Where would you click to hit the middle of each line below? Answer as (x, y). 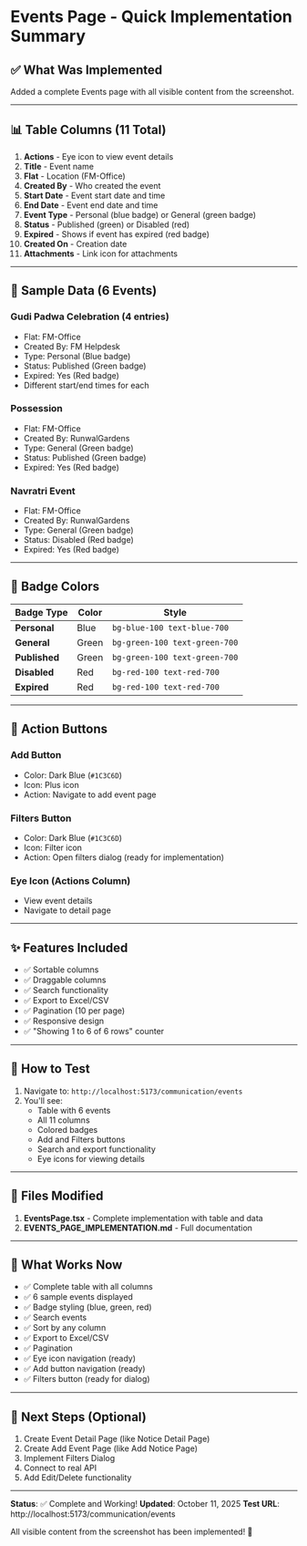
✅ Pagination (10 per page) (74, 1011)
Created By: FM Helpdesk (72, 346)
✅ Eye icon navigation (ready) (79, 1359)
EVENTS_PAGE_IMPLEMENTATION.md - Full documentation (138, 1228)
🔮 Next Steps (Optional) (78, 1417)
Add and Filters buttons (81, 1139)
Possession (36, 409)
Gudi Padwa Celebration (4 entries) (90, 316)
